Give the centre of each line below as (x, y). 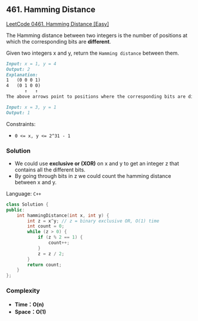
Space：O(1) (30, 312)
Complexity (23, 291)
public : (16, 210)
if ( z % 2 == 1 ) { (60, 237)
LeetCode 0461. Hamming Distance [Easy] (57, 24)
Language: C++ (24, 193)
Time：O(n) (29, 304)
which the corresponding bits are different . (59, 41)
